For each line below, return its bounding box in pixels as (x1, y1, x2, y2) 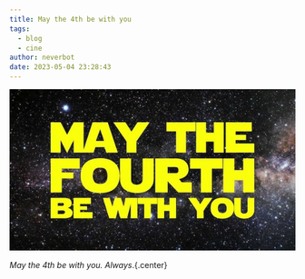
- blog (17, 34, 43, 43)
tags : (9, 24, 30, 34)
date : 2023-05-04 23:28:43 (9, 63, 112, 72)
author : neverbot (9, 53, 75, 63)
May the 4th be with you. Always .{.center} (9, 259, 168, 270)
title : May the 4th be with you (9, 15, 132, 24)
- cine (17, 44, 43, 53)
